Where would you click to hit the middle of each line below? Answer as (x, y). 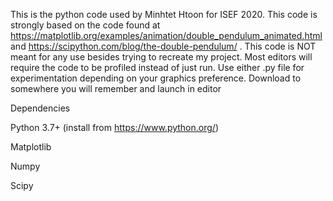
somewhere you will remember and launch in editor (116, 88)
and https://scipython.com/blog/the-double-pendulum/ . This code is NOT (163, 46)
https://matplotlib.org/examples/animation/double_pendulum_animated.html (166, 35)
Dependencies (40, 108)
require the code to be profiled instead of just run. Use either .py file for (157, 67)
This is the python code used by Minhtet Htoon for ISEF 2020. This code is (164, 14)
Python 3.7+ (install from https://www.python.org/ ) (114, 127)
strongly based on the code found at (85, 25)
